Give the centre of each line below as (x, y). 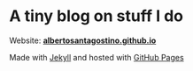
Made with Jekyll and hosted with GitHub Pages (96, 57)
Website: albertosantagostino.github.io (83, 40)
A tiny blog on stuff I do (96, 16)
